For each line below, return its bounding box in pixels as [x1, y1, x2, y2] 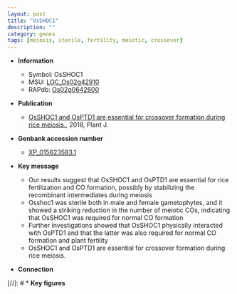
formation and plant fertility [28, 236, 109, 245]
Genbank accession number [17, 135, 103, 143]
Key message [17, 162, 59, 171]
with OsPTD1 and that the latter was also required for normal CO [28, 229, 217, 237]
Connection [17, 265, 53, 274]
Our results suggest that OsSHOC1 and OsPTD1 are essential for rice [28, 176, 229, 184]
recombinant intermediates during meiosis [28, 191, 153, 199]
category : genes [7, 30, 56, 38]
